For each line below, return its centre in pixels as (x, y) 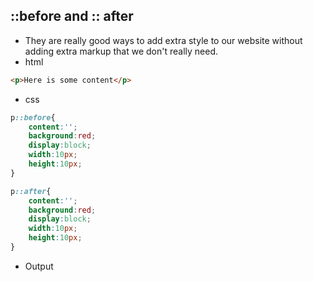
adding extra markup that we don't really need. (121, 51)
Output (39, 266)
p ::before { (33, 117)
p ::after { (31, 191)
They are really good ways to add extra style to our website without (163, 40)
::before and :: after (72, 16)
